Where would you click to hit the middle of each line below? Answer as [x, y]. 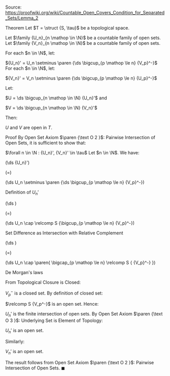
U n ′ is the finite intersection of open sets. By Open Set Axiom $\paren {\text [84, 315]
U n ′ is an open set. [25, 331]
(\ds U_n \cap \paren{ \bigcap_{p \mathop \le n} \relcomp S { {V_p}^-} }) [80, 262]
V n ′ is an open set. [24, 352]
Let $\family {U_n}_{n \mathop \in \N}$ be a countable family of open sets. [83, 38]
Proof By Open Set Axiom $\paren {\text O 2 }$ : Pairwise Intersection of [80, 138]
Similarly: [15, 342]
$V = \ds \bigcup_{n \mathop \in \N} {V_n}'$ [51, 108]
